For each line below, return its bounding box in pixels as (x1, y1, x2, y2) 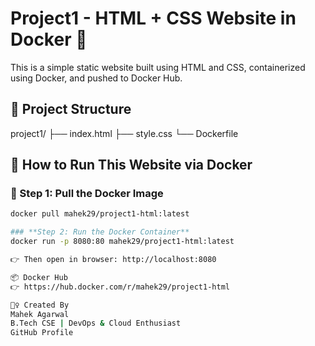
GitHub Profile (10, 328, 74, 338)
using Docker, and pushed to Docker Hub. (10, 72, 183, 84)
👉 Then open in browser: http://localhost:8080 (10, 255, 217, 265)
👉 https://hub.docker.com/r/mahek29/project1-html (10, 282, 230, 292)
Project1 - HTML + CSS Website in (10, 7, 297, 30)
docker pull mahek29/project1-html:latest (10, 209, 190, 219)
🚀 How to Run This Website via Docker (10, 157, 253, 174)
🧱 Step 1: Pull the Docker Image (10, 187, 164, 201)
